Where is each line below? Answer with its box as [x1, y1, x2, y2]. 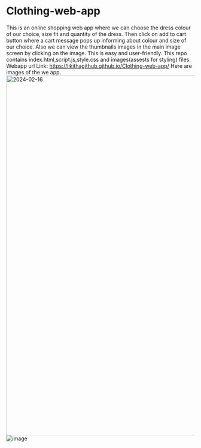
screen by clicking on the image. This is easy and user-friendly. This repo [6, 49, 187, 56]
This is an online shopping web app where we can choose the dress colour [6, 24, 191, 31]
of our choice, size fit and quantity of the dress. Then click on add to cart [6, 30, 187, 37]
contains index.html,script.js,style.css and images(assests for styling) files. [6, 56, 191, 63]
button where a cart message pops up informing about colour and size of [6, 37, 187, 44]
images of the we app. [6, 68, 62, 76]
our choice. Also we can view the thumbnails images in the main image [6, 43, 181, 50]
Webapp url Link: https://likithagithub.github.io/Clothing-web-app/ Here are [6, 62, 193, 70]
